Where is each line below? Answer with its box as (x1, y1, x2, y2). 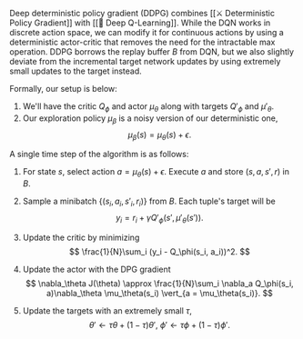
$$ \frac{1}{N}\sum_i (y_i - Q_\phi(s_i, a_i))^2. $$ (69, 245, 250, 257)
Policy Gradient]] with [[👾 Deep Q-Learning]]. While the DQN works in (9, 17, 271, 28)
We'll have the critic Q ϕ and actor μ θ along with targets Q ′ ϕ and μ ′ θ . (22, 101, 275, 114)
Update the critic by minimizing (22, 232, 140, 243)
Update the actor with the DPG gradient (22, 264, 171, 274)
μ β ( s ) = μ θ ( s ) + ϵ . (127, 129, 192, 142)
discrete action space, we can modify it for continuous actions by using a (9, 27, 284, 37)
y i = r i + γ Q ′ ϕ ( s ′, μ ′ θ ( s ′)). (115, 212, 204, 225)
